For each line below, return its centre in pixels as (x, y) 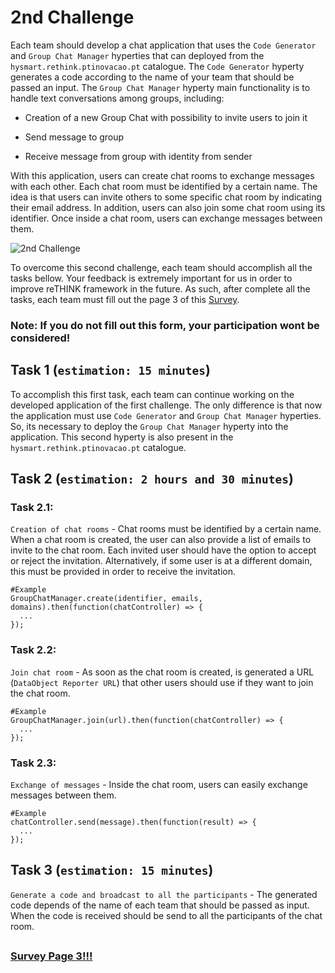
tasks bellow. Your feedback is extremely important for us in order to (151, 278)
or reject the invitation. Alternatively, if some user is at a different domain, (161, 561)
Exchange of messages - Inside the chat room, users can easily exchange (159, 784)
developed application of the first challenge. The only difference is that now (166, 405)
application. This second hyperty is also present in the (122, 437)
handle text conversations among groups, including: (117, 98)
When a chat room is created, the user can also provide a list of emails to (161, 540)
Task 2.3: (33, 763)
